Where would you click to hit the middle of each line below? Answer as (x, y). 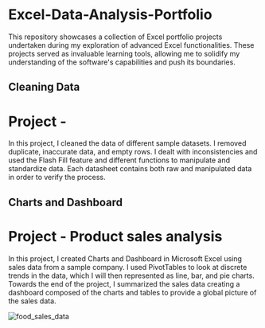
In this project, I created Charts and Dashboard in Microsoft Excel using (125, 258)
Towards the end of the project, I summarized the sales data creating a (124, 283)
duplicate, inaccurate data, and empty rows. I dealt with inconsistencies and (133, 152)
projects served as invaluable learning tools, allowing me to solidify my (124, 53)
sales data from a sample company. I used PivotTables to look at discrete (128, 267)
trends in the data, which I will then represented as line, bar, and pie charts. (131, 275)
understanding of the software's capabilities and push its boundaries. (122, 62)
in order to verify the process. (57, 178)
